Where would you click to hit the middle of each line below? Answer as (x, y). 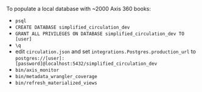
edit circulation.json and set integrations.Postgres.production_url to (106, 51)
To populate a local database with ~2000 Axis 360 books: (78, 9)
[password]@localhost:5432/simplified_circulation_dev (86, 64)
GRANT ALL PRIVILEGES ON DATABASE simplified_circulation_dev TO (99, 34)
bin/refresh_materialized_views (56, 83)
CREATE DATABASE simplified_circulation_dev (72, 27)
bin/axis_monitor (37, 70)
